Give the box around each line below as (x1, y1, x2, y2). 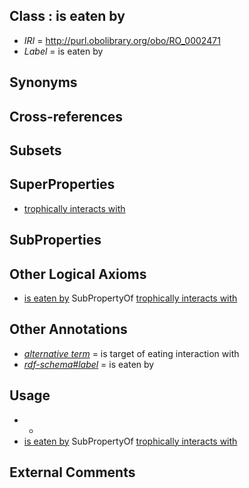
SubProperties (9, 232, 102, 249)
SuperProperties (9, 176, 116, 193)
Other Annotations (9, 321, 128, 338)
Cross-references (9, 108, 124, 125)
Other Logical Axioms (9, 265, 147, 283)
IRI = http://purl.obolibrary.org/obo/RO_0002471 (23, 34, 221, 46)
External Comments (9, 464, 136, 481)
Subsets (9, 142, 62, 159)
